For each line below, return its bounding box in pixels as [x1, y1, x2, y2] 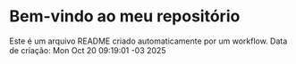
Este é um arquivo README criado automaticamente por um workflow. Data [9, 36, 288, 46]
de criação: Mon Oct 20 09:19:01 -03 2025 [9, 44, 166, 55]
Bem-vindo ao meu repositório [9, 6, 241, 27]
